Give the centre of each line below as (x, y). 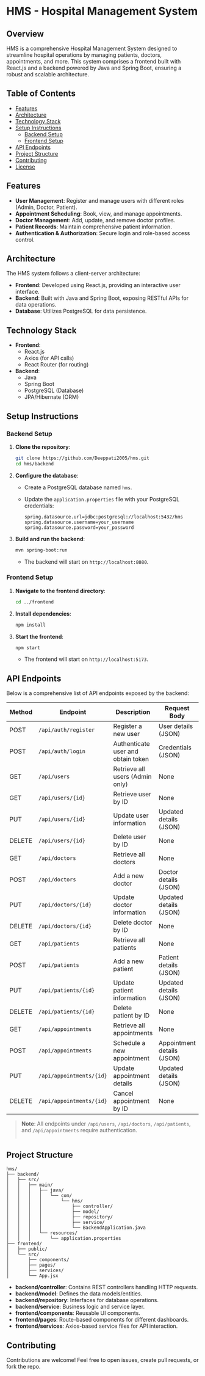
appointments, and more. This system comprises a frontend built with (94, 61)
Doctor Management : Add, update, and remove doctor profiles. (95, 220)
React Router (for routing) (56, 365)
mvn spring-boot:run (41, 550)
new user (127, 734)
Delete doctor (133, 922)
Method (21, 712)
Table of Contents (41, 94)
